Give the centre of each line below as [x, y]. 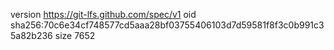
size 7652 [75, 35]
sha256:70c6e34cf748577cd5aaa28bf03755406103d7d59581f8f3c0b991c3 [167, 25]
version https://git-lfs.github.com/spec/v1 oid [103, 14]
